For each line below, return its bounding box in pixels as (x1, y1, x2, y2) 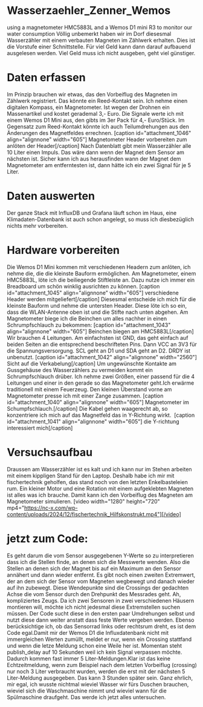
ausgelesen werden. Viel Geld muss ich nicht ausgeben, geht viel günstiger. (7, 49, 196, 56)
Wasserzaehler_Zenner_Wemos (7, 4, 171, 18)
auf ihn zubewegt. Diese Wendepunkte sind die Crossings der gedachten (7, 584, 189, 591)
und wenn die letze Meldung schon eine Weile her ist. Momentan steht (7, 642, 182, 649)
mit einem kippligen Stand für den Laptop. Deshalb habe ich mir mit (7, 472, 175, 479)
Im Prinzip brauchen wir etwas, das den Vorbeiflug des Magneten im (7, 90, 178, 98)
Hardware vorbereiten (7, 244, 120, 257)
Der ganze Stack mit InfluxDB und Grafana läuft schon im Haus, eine (7, 209, 177, 216)
